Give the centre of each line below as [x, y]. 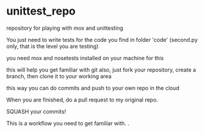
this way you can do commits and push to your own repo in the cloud [93, 88]
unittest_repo [41, 11]
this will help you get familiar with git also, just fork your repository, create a [101, 70]
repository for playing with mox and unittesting [65, 28]
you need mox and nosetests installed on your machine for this [85, 58]
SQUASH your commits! [36, 111]
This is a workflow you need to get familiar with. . [68, 123]
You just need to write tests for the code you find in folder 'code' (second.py [102, 39]
